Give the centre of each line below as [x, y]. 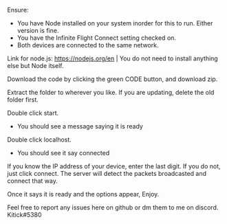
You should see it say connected [63, 153]
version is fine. [38, 31]
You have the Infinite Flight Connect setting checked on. [97, 38]
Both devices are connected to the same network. [88, 45]
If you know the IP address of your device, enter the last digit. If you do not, [114, 166]
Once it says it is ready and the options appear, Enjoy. [83, 194]
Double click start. [33, 113]
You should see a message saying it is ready [80, 126]
